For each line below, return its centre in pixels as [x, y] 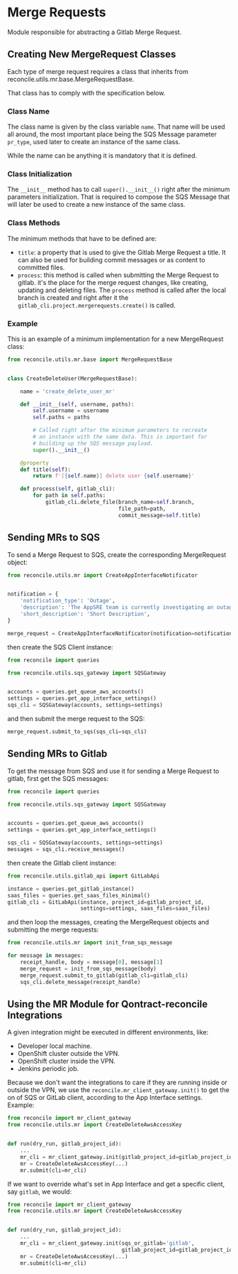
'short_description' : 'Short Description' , [85, 614]
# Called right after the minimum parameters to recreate [120, 431]
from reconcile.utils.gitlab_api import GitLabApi [84, 876]
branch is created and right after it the [73, 297]
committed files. [41, 267]
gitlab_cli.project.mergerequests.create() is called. [96, 305]
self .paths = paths [62, 417]
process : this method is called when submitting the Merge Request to [118, 275]
